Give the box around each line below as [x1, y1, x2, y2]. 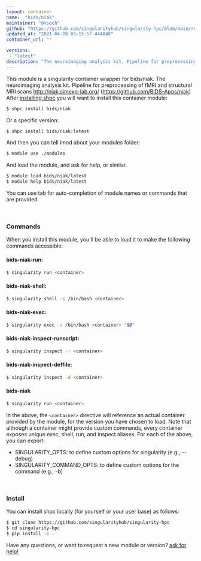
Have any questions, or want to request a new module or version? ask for [6, 541, 187, 548]
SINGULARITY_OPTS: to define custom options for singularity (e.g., [14, 448, 181, 456]
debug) [14, 455, 33, 462]
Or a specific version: [6, 116, 59, 123]
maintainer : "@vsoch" [6, 20, 60, 26]
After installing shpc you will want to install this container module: [6, 94, 167, 101]
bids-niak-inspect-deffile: [6, 361, 72, 369]
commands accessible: [6, 242, 63, 249]
